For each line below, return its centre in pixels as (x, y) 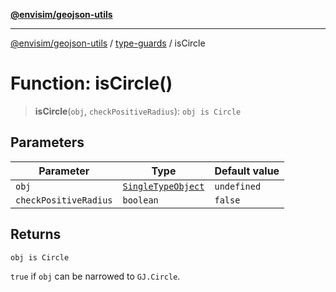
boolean (140, 200)
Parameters (47, 142)
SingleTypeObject (163, 186)
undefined (238, 186)
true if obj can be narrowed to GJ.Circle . (95, 276)
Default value (247, 171)
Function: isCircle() (91, 83)
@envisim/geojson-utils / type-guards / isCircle (108, 43)
